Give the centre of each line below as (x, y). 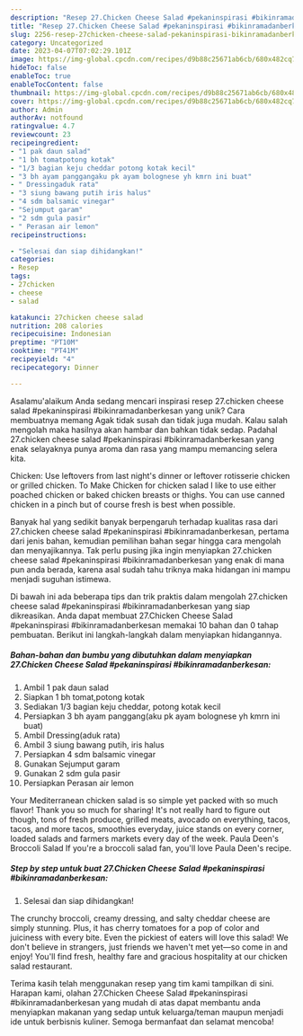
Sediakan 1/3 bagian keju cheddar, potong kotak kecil (122, 706)
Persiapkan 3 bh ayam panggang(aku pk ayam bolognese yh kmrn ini (151, 716)
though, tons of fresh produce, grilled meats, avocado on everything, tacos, (151, 819)
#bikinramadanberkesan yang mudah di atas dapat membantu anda (136, 1002)
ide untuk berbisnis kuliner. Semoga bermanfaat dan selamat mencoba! (142, 1022)
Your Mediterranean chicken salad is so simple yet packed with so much (144, 800)
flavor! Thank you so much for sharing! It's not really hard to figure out (140, 810)
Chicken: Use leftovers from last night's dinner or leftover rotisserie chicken (150, 475)
